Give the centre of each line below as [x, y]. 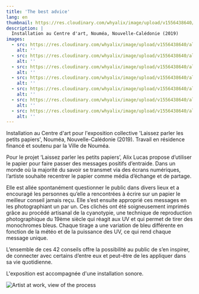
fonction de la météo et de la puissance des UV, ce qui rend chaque [89, 232]
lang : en [17, 17]
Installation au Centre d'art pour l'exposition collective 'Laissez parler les [95, 133]
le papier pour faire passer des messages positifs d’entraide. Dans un [91, 164]
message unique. [27, 238]
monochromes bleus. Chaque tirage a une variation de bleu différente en [95, 225]
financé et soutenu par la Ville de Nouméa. [58, 146]
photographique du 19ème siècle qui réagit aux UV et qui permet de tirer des [99, 219]
